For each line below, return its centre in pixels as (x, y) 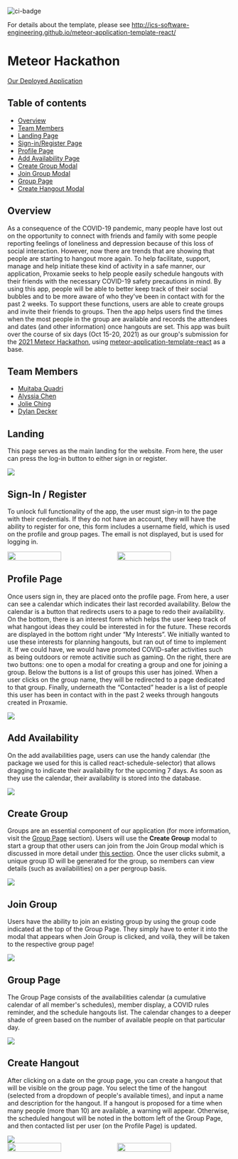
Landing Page (38, 135)
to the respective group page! (51, 945)
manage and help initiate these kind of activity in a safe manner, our (107, 266)
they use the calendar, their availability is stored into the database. (104, 778)
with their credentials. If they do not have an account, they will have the (112, 519)
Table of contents (47, 103)
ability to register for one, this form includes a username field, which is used (119, 526)
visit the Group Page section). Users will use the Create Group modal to (112, 838)
